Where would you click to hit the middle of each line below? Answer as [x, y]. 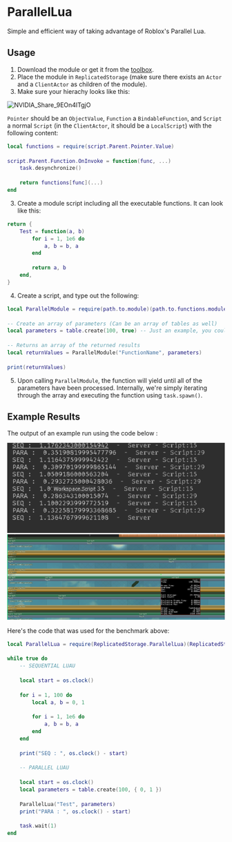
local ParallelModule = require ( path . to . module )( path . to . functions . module [117, 309]
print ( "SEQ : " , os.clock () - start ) [74, 753]
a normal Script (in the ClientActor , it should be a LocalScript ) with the [109, 126]
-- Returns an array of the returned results [74, 346]
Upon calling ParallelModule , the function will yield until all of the [109, 380]
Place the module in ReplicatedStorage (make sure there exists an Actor [119, 77]
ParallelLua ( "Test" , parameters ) [68, 804]
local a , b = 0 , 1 [58, 702]
